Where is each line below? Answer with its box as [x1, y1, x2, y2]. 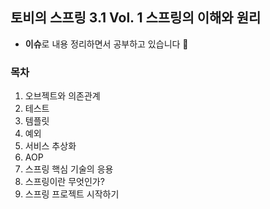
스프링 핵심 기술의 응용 [24, 163, 114, 175]
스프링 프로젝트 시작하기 [24, 188, 120, 200]
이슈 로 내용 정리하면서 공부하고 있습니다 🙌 [24, 38, 189, 50]
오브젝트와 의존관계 [24, 90, 101, 102]
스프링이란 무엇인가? [24, 176, 105, 188]
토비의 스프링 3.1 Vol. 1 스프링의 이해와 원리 [10, 9, 262, 27]
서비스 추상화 [24, 140, 77, 152]
